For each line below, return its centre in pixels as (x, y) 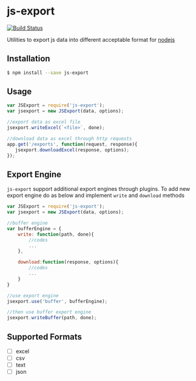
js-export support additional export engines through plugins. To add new (99, 189)
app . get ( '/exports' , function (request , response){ (72, 144)
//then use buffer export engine (49, 312)
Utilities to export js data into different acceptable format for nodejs (91, 39)
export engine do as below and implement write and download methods (96, 196)
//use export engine (33, 296)
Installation (29, 59)
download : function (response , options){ (68, 262)
